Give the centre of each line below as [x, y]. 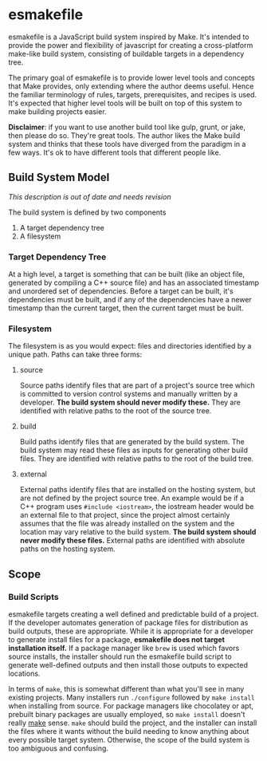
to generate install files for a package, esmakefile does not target [117, 640]
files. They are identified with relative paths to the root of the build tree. [137, 459]
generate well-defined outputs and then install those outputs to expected [128, 665]
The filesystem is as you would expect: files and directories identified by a [130, 346]
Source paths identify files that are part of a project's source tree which [137, 385]
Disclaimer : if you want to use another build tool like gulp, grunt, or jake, [127, 127]
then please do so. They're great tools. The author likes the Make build [124, 135]
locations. [24, 674]
